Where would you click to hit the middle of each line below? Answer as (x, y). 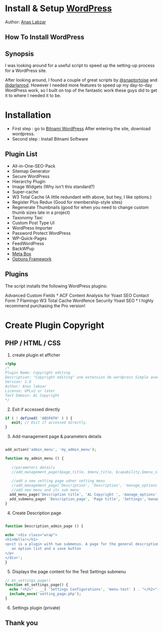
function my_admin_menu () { (34, 458)
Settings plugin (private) (36, 608)
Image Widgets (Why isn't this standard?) (53, 186)
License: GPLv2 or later (30, 391)
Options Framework (32, 259)
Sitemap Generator (31, 171)
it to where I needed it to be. (33, 96)
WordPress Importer (32, 228)
